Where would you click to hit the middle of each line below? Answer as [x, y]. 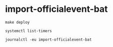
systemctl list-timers [28, 31]
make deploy [17, 22]
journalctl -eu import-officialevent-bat [49, 40]
